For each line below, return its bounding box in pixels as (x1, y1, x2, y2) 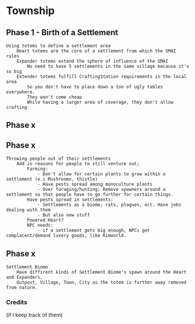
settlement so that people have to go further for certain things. (6, 192, 174, 197)
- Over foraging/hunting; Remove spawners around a (37, 186, 166, 193)
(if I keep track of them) (6, 312, 63, 319)
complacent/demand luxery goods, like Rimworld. (6, 233, 127, 238)
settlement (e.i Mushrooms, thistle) (6, 176, 98, 182)
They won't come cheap (27, 94, 82, 100)
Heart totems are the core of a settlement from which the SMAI (16, 48, 176, 54)
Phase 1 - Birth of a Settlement (6, 28, 119, 37)
